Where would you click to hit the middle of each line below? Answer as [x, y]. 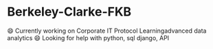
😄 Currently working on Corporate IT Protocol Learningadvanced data [107, 31]
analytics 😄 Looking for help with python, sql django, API [88, 37]
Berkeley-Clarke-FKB [69, 12]
